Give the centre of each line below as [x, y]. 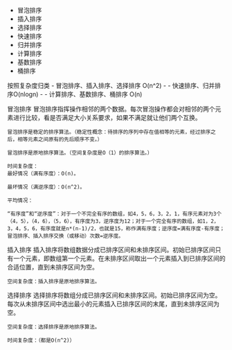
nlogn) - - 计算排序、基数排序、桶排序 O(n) [81, 94]
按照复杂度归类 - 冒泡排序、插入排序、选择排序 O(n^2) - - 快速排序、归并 [111, 86]
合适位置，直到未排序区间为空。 [53, 267]
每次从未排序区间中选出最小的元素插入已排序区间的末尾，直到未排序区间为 [113, 304]
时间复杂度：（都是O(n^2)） [41, 340]
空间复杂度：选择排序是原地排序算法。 [54, 327]
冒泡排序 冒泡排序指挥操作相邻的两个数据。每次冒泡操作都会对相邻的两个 [111, 109]
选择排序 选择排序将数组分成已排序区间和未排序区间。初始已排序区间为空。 [114, 295]
